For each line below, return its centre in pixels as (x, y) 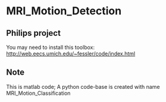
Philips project (34, 33)
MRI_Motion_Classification (38, 93)
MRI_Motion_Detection (64, 11)
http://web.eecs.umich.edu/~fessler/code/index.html (71, 54)
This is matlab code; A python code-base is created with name (83, 86)
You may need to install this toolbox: (51, 47)
